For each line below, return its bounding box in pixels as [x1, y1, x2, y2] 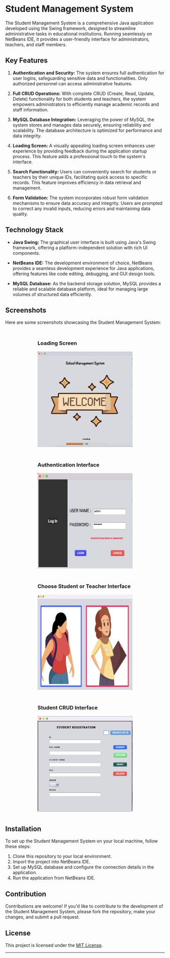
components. [12, 250, 40, 256]
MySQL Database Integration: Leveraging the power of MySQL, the [12, 116, 154, 123]
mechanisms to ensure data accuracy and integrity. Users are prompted [12, 200, 163, 206]
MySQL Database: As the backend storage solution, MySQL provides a [12, 280, 161, 286]
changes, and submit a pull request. [5, 914, 80, 920]
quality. [12, 211, 28, 217]
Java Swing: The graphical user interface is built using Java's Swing [12, 239, 156, 245]
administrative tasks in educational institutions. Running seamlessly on [5, 31, 152, 37]
